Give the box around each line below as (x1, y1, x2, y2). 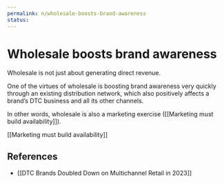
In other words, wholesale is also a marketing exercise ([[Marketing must (7, 110, 214, 118)
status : (7, 17, 30, 23)
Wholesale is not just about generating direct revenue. (7, 69, 161, 77)
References (7, 151, 58, 162)
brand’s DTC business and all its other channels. (7, 97, 144, 105)
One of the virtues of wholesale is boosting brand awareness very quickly (7, 82, 217, 90)
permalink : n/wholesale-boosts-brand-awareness (7, 10, 147, 17)
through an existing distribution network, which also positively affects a (7, 89, 210, 98)
